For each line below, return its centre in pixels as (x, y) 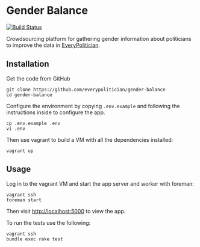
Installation (28, 64)
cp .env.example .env (33, 123)
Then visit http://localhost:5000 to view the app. (66, 211)
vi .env (16, 129)
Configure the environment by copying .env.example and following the (93, 106)
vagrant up (20, 151)
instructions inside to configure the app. (56, 112)
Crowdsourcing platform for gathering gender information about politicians (99, 38)
